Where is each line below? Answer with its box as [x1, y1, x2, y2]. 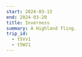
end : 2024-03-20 [6, 14, 47, 20]
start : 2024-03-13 [6, 8, 52, 15]
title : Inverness [6, 20, 50, 26]
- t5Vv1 [11, 36, 31, 42]
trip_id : [6, 31, 28, 37]
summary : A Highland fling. [6, 25, 77, 31]
